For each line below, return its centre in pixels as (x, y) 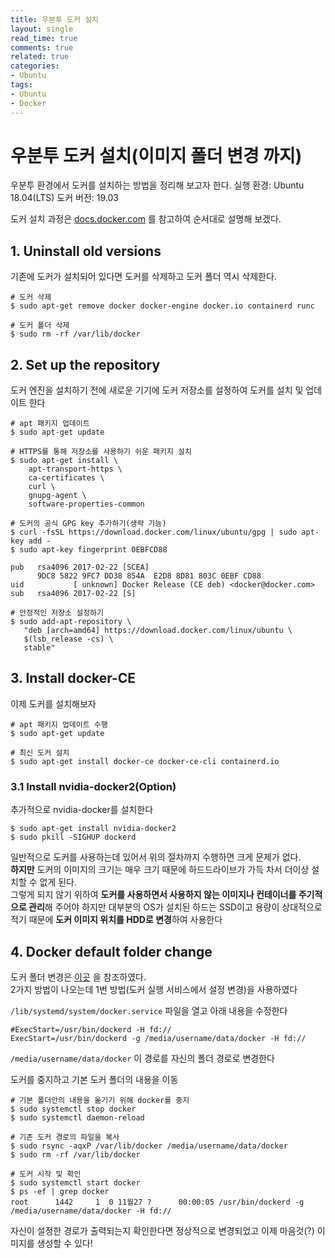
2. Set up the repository (85, 364)
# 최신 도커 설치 (40, 752)
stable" (39, 648)
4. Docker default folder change (111, 951)
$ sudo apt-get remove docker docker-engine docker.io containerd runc (162, 306)
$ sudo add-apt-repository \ (71, 622)
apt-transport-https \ (75, 469)
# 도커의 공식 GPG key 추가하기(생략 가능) (88, 524)
